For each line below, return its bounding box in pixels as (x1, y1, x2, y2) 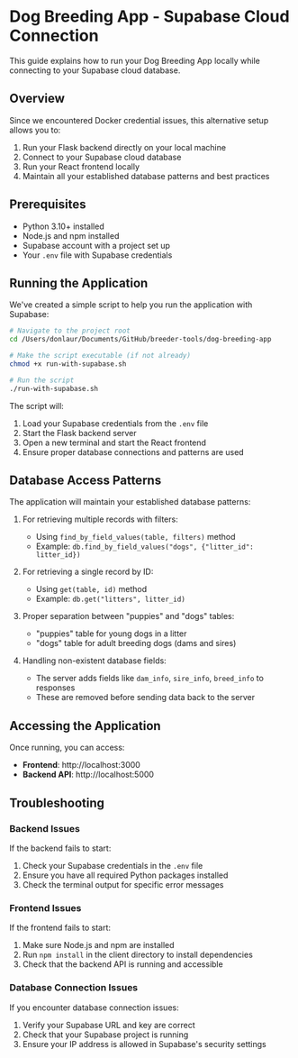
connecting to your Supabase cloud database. (9, 65, 181, 76)
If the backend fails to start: (9, 843, 112, 853)
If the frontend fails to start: (9, 922, 111, 934)
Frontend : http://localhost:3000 (22, 760, 141, 771)
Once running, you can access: (9, 742, 125, 753)
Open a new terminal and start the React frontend (22, 437, 207, 448)
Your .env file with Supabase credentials (22, 250, 173, 260)
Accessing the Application (9, 718, 161, 734)
